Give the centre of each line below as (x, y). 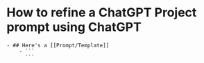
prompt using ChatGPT (74, 27)
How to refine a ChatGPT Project (102, 13)
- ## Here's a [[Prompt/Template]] (58, 45)
